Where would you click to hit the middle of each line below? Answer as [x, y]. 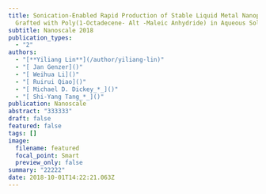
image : [19, 141]
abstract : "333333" [40, 112]
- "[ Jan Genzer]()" [49, 67]
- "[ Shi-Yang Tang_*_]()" [60, 97]
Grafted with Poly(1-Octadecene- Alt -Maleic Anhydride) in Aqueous [131, 23]
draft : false [30, 119]
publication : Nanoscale [47, 104]
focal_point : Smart [47, 155]
